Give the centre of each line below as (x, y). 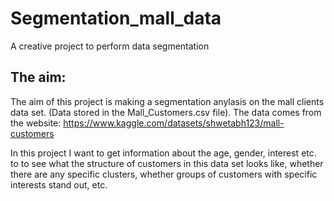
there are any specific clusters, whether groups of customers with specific (164, 174)
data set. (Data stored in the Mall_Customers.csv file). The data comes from (166, 112)
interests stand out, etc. (59, 184)
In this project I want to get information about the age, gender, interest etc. (163, 153)
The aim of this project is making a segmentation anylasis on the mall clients (167, 101)
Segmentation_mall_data (116, 18)
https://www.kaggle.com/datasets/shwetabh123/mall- (174, 123)
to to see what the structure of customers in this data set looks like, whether (167, 163)
